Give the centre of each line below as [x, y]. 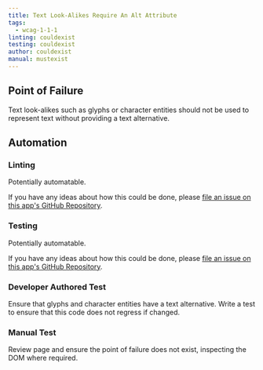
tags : [17, 23]
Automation [38, 143]
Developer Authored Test [57, 287]
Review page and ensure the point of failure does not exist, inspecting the [128, 350]
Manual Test [32, 332]
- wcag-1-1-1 [37, 30]
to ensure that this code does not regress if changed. [94, 312]
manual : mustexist [38, 60]
